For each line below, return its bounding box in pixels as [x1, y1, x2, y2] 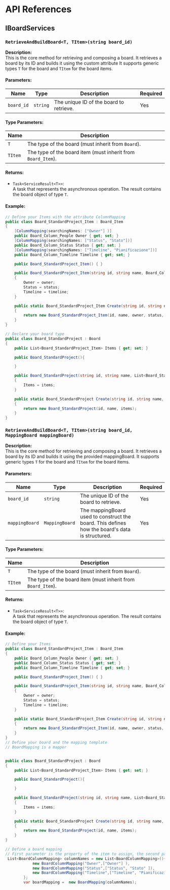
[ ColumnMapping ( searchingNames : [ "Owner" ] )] [14, 229, 112, 234]
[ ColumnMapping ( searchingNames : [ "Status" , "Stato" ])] [14, 238, 133, 243]
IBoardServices [5, 24, 55, 33]
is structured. [80, 532, 112, 539]
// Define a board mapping [5, 847, 62, 852]
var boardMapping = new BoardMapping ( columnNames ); [23, 880, 137, 885]
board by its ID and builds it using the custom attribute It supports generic [5, 60, 159, 66]
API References [5, 4, 72, 15]
